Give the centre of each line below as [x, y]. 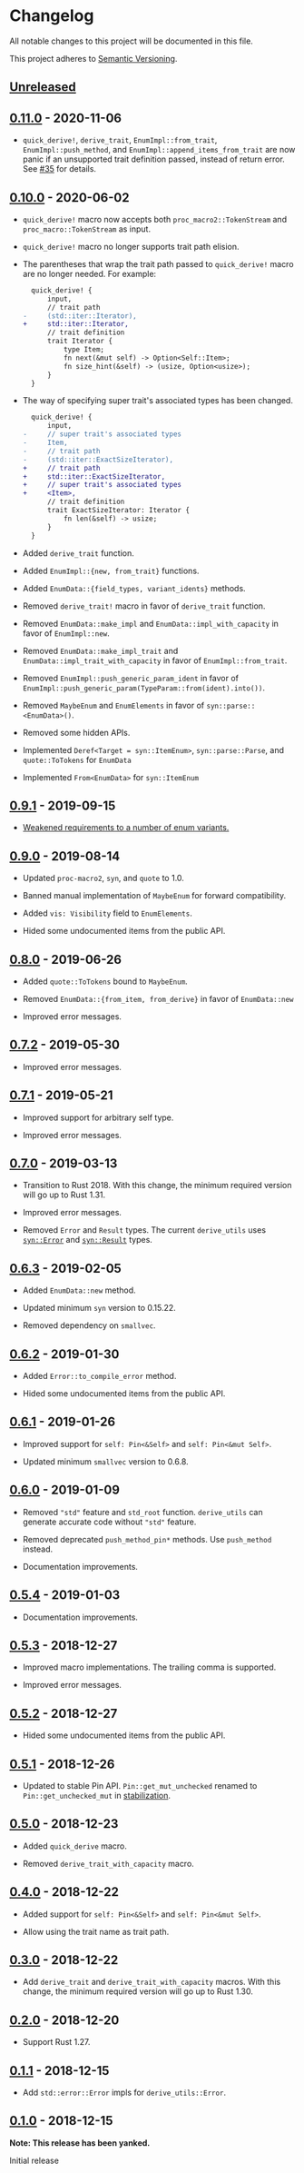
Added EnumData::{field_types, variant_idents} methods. [134, 588]
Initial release [34, 2160]
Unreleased [43, 87]
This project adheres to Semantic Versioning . [93, 58]
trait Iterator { [80, 342]
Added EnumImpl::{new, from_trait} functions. [111, 571]
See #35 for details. [59, 169]
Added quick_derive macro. [74, 1846]
